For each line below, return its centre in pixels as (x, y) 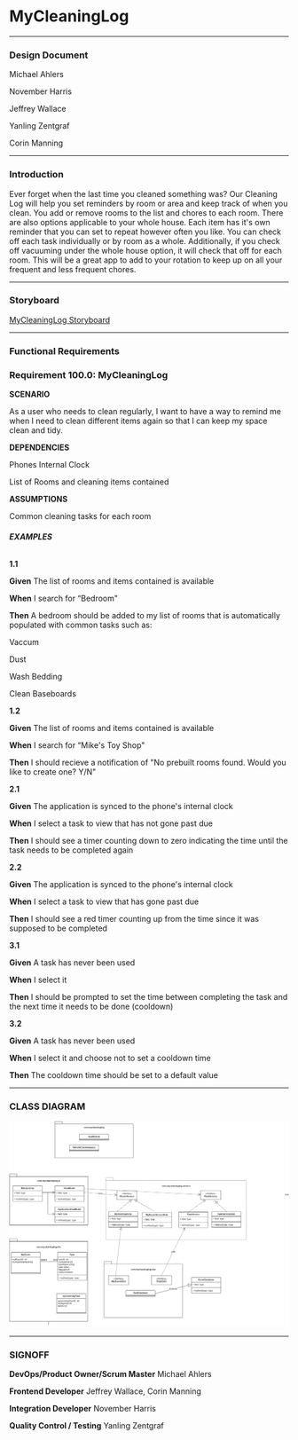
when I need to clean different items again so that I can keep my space (138, 421)
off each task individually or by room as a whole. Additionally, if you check (145, 240)
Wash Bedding (36, 677)
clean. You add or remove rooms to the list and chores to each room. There (146, 212)
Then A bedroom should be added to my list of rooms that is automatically (145, 616)
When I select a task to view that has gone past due (104, 901)
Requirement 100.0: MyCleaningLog (89, 374)
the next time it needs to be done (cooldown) (91, 1007)
